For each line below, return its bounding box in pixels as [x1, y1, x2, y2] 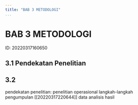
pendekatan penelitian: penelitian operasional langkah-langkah [5, 89, 134, 95]
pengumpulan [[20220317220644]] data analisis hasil [5, 94, 115, 100]
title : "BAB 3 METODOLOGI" [5, 7, 61, 12]
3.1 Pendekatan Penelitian [5, 59, 86, 67]
